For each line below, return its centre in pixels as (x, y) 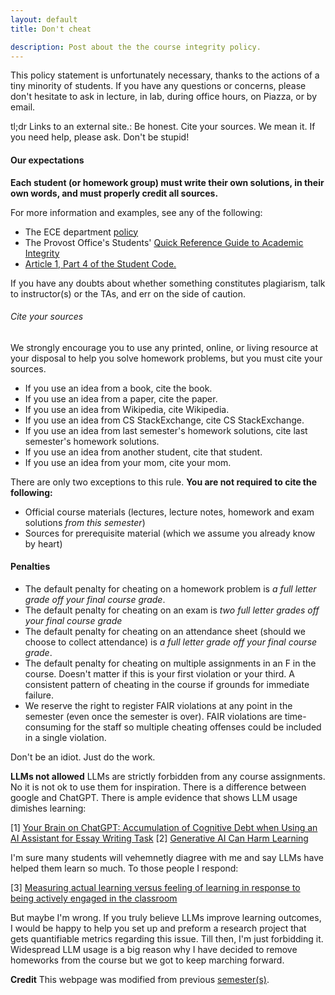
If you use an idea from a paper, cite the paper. (121, 398)
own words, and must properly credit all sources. (114, 193)
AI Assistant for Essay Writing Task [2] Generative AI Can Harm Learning (159, 838)
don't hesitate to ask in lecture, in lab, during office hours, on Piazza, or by (164, 97)
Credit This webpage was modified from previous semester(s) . (140, 979)
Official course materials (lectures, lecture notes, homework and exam (169, 512)
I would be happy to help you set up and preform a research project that (158, 928)
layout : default (44, 19)
